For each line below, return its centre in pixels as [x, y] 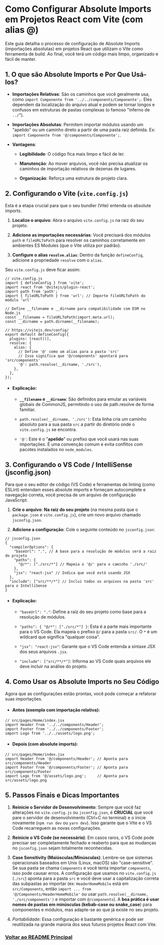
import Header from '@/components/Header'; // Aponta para [67, 759]
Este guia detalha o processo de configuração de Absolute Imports [73, 43]
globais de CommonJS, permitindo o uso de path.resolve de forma [87, 404]
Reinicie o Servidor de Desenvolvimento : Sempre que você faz [76, 807]
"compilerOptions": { [32, 547]
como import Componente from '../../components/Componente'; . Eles [82, 99]
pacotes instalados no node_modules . [56, 449]
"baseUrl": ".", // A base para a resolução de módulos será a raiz [85, 551]
